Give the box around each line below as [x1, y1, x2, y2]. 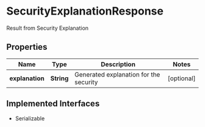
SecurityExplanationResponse [6, 4, 164, 18]
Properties [6, 42, 48, 52]
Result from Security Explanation [6, 24, 89, 32]
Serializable [15, 114, 45, 122]
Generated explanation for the [74, 70, 160, 78]
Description [100, 60, 136, 68]
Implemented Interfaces [6, 98, 100, 109]
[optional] [167, 74, 196, 83]
